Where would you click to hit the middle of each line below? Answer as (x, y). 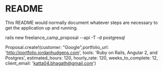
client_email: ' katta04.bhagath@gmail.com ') (51, 63)
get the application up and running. (42, 27)
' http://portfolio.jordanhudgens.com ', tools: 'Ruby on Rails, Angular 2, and (81, 52)
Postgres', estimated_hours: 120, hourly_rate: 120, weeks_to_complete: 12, (81, 57)
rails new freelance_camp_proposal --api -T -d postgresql (65, 37)
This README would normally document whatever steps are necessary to (81, 22)
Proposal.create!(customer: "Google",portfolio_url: (57, 47)
